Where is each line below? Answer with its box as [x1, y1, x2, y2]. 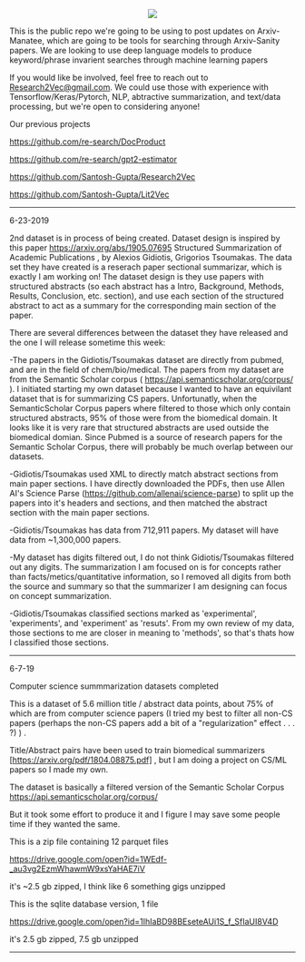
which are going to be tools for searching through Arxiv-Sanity [46, 35, 280, 45]
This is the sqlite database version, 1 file [9, 898, 159, 909]
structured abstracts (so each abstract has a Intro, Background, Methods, [9, 281, 284, 291]
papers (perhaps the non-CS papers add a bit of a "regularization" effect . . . [9, 718, 295, 728]
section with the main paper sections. [9, 507, 150, 517]
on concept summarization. [9, 591, 112, 601]
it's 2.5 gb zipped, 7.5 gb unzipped [9, 934, 139, 944]
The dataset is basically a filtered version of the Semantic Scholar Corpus [9, 781, 285, 792]
